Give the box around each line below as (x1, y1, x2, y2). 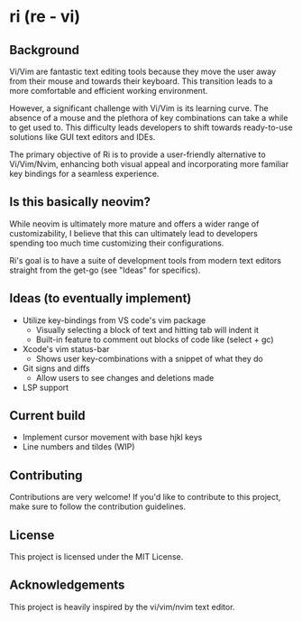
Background (9, 42, 79, 58)
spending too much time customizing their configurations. (9, 237, 224, 248)
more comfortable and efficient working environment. (9, 86, 208, 96)
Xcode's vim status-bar (22, 343, 110, 354)
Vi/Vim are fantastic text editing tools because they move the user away (9, 66, 277, 77)
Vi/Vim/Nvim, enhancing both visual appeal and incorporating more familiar (9, 159, 289, 169)
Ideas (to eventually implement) (9, 291, 192, 306)
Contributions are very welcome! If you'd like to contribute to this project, (9, 492, 281, 503)
